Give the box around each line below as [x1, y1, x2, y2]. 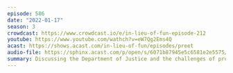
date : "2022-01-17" [7, 17, 64, 24]
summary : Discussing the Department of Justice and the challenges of [7, 56, 216, 63]
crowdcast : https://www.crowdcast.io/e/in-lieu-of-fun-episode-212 [7, 29, 207, 37]
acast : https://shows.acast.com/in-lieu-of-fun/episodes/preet [7, 42, 194, 49]
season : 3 [7, 23, 36, 30]
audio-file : [7, 49, 42, 56]
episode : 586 [7, 10, 45, 17]
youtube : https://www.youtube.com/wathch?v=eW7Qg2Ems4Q [7, 36, 172, 43]
